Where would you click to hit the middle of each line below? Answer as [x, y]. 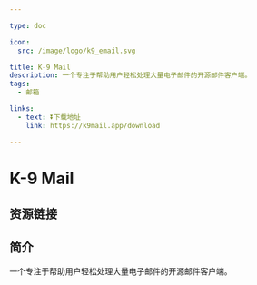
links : [22, 109]
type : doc [28, 25]
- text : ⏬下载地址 [49, 117]
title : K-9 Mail [40, 67]
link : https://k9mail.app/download [93, 125]
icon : [20, 42]
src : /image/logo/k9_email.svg [77, 51]
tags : [20, 84]
